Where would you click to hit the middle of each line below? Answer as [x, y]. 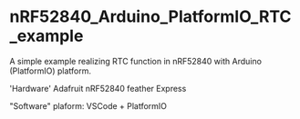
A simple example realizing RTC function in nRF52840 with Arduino [136, 61]
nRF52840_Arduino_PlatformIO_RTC [150, 17]
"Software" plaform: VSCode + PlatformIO [88, 105]
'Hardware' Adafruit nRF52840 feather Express [98, 88]
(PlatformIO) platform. [50, 71]
